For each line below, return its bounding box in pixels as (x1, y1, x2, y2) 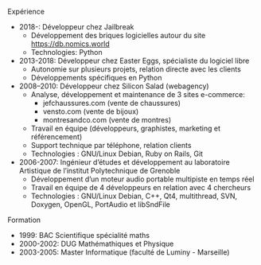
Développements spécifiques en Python (30, 73, 162, 82)
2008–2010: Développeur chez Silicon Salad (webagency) (18, 81, 209, 91)
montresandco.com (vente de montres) (42, 115, 172, 124)
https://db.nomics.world (30, 39, 111, 49)
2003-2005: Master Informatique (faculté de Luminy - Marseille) (18, 247, 230, 257)
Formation (7, 215, 41, 224)
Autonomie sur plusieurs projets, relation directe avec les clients (30, 64, 242, 74)
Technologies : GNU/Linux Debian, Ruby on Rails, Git (30, 149, 204, 158)
